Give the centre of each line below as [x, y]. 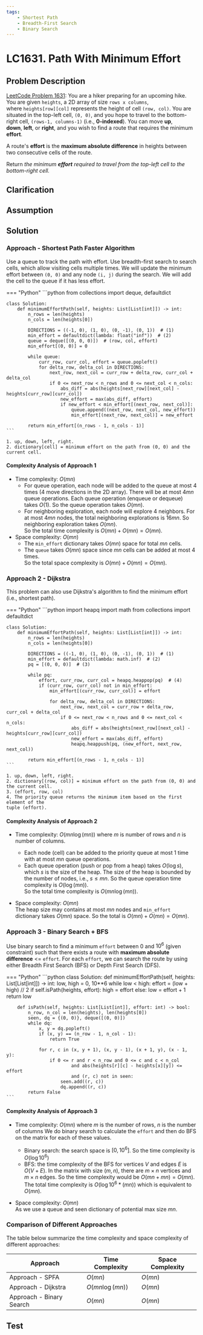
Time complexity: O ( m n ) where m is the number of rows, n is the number [105, 1125]
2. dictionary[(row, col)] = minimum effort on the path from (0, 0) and [101, 781]
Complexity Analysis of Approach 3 [52, 1111]
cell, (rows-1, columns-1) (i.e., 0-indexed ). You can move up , [96, 121]
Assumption [30, 211]
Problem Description [46, 81]
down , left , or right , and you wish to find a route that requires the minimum [100, 128]
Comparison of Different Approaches [62, 1225]
